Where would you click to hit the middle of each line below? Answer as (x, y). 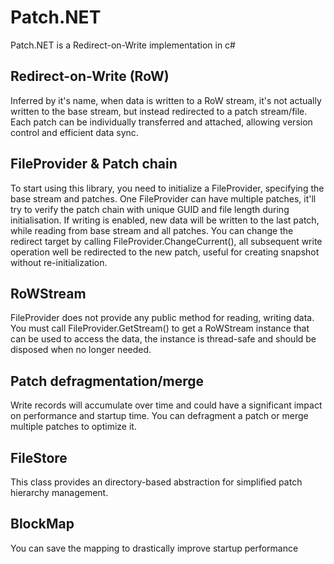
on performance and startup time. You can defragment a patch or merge (159, 416)
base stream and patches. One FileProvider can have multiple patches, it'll (163, 198)
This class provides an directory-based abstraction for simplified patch (156, 482)
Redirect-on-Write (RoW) (90, 76)
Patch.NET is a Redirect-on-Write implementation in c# (123, 45)
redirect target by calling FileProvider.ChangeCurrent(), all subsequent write (166, 241)
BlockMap (42, 524)
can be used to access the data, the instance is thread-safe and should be (163, 339)
